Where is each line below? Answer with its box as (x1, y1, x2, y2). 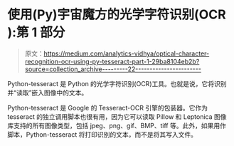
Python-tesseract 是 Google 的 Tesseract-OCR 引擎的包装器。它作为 (7, 103, 208, 112)
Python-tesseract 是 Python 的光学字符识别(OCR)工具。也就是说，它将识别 (7, 79, 227, 88)
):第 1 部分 (7, 24, 65, 41)
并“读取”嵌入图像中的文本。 (7, 88, 88, 97)
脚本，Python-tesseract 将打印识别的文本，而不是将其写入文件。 (7, 130, 198, 139)
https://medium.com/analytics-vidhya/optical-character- (43, 49, 210, 58)
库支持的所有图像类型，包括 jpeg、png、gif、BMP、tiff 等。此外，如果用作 (7, 121, 226, 130)
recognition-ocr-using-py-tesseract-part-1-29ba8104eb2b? (24, 57, 200, 66)
